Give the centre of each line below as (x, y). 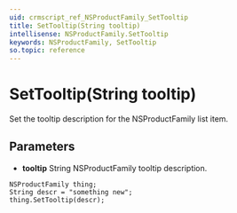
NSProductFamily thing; (53, 184)
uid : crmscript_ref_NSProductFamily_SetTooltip (99, 17)
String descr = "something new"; (71, 192)
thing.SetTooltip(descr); (57, 200)
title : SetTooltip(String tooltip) (75, 26)
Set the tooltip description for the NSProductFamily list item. (119, 119)
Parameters (42, 147)
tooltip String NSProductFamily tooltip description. (115, 168)
